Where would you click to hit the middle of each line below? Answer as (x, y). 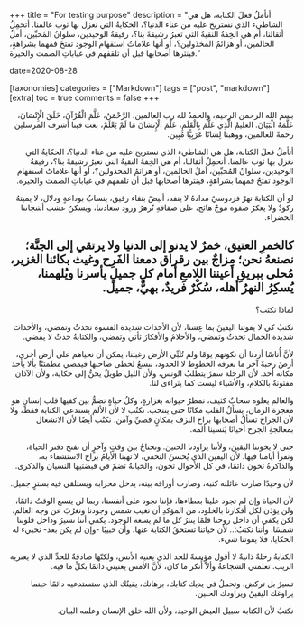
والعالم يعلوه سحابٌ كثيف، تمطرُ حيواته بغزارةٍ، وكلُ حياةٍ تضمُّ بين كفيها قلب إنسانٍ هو (152, 400)
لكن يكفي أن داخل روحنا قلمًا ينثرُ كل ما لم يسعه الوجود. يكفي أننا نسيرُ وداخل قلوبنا (155, 519)
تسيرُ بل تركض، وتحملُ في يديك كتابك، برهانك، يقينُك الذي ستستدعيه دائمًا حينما (162, 584)
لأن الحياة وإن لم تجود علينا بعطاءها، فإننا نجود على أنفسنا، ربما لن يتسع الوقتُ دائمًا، (154, 501)
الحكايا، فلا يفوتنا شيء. (256, 538)
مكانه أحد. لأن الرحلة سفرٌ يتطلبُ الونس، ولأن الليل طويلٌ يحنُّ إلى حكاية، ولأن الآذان (154, 373)
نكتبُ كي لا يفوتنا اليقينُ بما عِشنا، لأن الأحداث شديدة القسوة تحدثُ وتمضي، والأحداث (153, 326)
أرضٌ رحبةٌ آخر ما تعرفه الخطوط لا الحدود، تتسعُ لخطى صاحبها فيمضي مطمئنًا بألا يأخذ (152, 363)
